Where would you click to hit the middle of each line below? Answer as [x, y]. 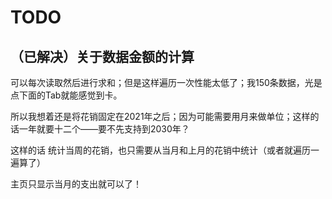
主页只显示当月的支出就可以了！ [76, 184]
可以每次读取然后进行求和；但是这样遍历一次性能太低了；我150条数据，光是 [166, 82]
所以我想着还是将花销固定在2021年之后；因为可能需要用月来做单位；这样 [160, 116]
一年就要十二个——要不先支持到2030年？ [104, 129]
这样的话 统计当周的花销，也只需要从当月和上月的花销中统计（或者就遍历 [160, 150]
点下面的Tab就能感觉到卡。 [66, 95]
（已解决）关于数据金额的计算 [102, 56]
